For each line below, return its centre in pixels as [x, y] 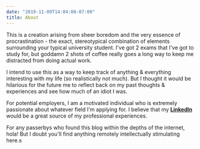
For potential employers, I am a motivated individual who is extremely [92, 103]
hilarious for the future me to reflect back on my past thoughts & [86, 84]
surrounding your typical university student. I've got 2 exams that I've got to [100, 47]
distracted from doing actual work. [49, 60]
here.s [14, 140]
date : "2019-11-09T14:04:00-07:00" [51, 12]
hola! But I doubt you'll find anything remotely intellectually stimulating [93, 134]
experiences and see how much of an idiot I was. [67, 91]
